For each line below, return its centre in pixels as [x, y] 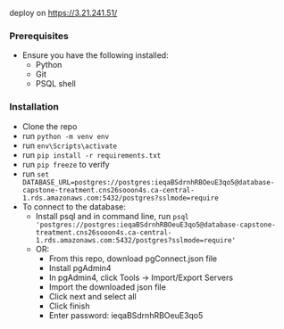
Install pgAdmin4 [80, 267]
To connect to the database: [74, 206]
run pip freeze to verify [66, 164]
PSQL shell [55, 84]
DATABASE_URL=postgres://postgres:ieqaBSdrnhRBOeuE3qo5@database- [148, 182]
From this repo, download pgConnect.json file [133, 259]
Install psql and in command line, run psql [112, 216]
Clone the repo [50, 126]
